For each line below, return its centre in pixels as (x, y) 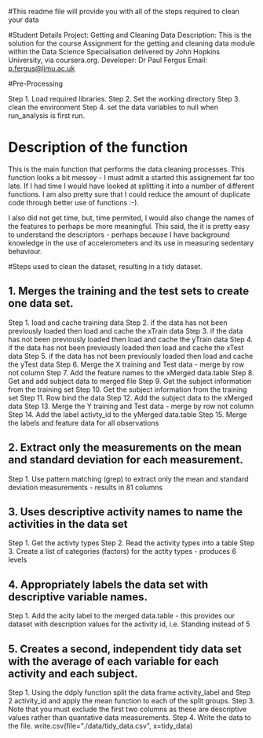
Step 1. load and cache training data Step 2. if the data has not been (118, 323)
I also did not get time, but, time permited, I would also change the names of (131, 218)
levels (18, 560)
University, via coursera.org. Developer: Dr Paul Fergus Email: (108, 60)
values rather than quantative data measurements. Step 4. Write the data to (130, 718)
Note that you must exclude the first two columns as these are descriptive (128, 709)
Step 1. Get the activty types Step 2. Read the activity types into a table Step (131, 543)
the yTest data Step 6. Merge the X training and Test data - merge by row (126, 364)
